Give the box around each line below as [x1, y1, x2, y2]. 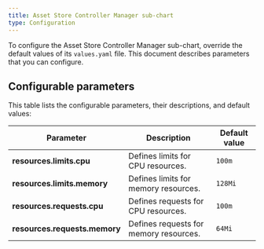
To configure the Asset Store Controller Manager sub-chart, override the [8, 40, 243, 49]
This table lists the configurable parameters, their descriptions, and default [8, 101, 250, 110]
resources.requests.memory [12, 223, 121, 234]
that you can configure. [8, 57, 84, 67]
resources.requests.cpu [12, 201, 104, 212]
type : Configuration [8, 19, 76, 27]
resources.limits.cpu [12, 156, 90, 167]
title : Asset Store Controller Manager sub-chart [8, 11, 174, 20]
